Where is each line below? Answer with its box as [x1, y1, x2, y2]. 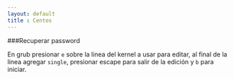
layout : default [7, 10, 55, 18]
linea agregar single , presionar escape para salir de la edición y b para [7, 57, 214, 66]
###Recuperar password [7, 36, 80, 44]
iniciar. [7, 65, 27, 73]
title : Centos [7, 17, 52, 24]
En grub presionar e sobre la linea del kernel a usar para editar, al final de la [7, 50, 228, 59]
